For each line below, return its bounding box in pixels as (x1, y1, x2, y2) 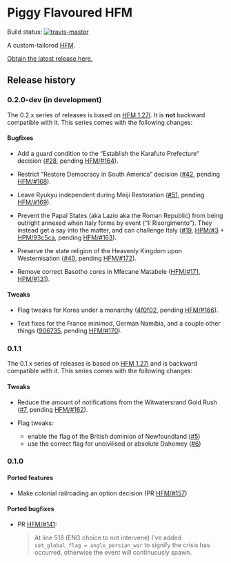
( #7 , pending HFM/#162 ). (17, 405, 88, 413)
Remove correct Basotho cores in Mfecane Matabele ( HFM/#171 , (17, 267, 201, 275)
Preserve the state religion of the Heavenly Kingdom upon (17, 246, 183, 255)
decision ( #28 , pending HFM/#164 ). (17, 157, 119, 165)
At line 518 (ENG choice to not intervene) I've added (34, 533, 182, 542)
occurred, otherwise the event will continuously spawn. (34, 548, 192, 556)
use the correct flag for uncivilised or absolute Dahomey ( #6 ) (27, 439, 201, 448)
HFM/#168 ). (17, 177, 52, 186)
